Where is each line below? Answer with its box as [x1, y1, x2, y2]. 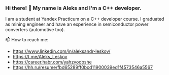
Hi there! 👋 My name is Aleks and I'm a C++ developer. [5, 5, 142, 12]
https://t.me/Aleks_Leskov [12, 54, 67, 60]
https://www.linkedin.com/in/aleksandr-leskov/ [12, 48, 111, 54]
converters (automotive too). [5, 27, 65, 33]
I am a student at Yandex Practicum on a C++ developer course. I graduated [5, 16, 164, 22]
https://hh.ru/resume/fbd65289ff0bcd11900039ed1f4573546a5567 [12, 64, 153, 70]
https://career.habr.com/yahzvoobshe [12, 59, 92, 65]
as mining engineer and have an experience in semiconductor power [5, 21, 149, 27]
